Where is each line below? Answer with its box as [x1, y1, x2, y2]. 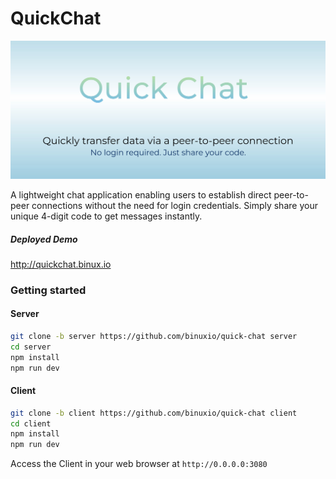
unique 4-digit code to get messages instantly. [10, 210, 203, 222]
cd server [10, 342, 52, 352]
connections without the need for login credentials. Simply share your [31, 199, 318, 211]
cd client [10, 418, 52, 429]
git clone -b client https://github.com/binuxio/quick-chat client [10, 408, 298, 418]
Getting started [10, 283, 87, 297]
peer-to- [273, 188, 309, 201]
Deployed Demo [10, 233, 78, 245]
